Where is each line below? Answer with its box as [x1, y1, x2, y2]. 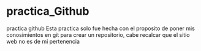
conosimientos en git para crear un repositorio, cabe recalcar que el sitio [6, 31, 190, 38]
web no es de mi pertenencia [6, 37, 80, 45]
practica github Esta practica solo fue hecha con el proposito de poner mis [6, 25, 195, 32]
